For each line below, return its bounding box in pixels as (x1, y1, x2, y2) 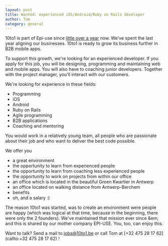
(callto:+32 (5, 235, 28, 241)
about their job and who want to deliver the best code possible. (5, 138, 136, 144)
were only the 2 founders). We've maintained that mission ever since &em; (5, 215, 159, 221)
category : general (5, 21, 44, 27)
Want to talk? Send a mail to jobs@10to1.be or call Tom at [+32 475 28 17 (5, 230, 155, 236)
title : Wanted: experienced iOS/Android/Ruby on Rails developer (5, 12, 144, 17)
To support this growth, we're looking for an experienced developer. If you (5, 56, 159, 62)
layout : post (5, 7, 33, 13)
